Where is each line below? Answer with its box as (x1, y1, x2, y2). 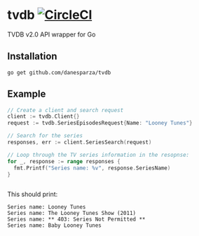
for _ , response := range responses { (7, 158, 121, 165)
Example (7, 88, 46, 100)
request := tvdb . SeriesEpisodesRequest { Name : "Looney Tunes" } (7, 120, 193, 127)
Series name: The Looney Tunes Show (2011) (7, 210, 137, 217)
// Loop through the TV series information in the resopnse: (7, 151, 190, 158)
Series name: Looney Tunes (7, 204, 86, 211)
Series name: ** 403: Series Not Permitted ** (7, 216, 146, 223)
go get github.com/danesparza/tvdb (7, 69, 111, 76)
